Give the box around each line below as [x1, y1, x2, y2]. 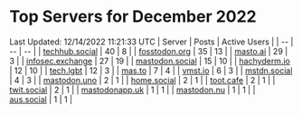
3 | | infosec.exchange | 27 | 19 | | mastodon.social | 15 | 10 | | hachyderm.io [9, 55, 291, 66]
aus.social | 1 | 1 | [9, 93, 73, 105]
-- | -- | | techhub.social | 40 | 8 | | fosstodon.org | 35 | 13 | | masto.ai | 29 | [9, 45, 288, 56]
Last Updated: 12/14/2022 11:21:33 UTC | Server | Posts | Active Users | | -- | [9, 36, 294, 47]
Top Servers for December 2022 [9, 6, 257, 27]
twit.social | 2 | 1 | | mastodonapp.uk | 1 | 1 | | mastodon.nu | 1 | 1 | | [9, 84, 256, 95]
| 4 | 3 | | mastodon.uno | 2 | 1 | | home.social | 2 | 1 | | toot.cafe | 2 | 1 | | [9, 74, 276, 85]
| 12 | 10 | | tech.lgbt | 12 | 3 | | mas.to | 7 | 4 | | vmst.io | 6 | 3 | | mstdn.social [9, 65, 293, 76]
